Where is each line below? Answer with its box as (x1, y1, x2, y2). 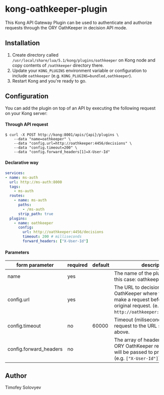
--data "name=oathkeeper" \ (14, 136, 71, 141)
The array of (114, 336, 143, 343)
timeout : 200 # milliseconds (22, 234, 82, 239)
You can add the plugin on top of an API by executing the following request (5, 105, 156, 111)
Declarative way (5, 160, 39, 166)
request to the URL (114, 323, 157, 329)
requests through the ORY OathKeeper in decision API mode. (5, 24, 127, 30)
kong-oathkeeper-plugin (5, 3, 107, 15)
